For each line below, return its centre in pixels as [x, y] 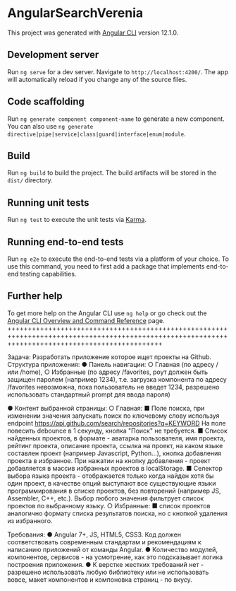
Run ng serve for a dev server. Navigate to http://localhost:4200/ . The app [118, 71]
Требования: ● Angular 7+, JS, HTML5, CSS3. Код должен [94, 534]
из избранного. [30, 520]
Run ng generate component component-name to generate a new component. [116, 119]
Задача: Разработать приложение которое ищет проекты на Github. [110, 357]
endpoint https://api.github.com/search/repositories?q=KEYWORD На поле [117, 423]
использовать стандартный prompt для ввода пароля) [89, 394]
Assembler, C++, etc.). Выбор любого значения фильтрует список [106, 498]
